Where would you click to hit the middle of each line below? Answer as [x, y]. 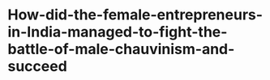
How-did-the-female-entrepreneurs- [135, 15]
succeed [38, 67]
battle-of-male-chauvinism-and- [121, 49]
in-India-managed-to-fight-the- [118, 32]
